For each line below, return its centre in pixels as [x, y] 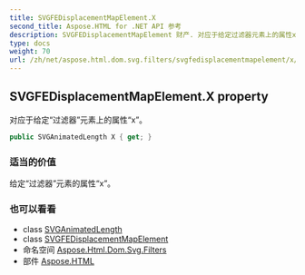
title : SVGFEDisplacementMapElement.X [83, 18]
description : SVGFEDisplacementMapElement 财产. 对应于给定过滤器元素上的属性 [151, 34]
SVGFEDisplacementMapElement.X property [139, 97]
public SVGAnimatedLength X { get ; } [81, 137]
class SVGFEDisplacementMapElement [95, 239]
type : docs [30, 43]
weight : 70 [30, 52]
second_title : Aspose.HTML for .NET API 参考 [95, 26]
